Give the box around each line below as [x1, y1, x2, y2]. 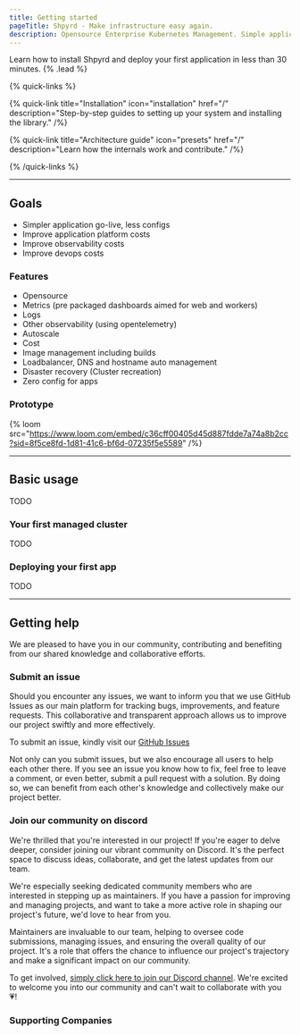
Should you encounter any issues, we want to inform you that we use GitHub [9, 691, 291, 702]
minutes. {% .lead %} [9, 63, 87, 74]
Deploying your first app [9, 560, 117, 573]
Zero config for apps [21, 376, 98, 387]
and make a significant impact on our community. [9, 955, 191, 965]
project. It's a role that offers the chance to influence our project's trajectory [9, 945, 289, 956]
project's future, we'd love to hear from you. [9, 909, 171, 920]
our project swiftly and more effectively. [9, 719, 156, 730]
